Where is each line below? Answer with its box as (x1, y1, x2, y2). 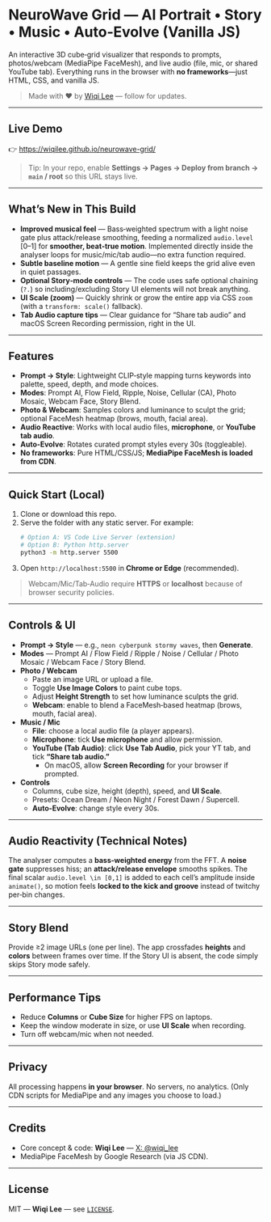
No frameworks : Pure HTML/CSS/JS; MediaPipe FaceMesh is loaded (19, 448, 253, 458)
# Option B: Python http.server (19, 541, 129, 549)
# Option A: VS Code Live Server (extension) (19, 534, 176, 542)
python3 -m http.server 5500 (19, 548, 119, 556)
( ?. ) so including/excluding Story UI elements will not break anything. (19, 284, 251, 294)
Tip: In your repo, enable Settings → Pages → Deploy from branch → (27, 163, 259, 172)
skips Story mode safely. (8, 960, 90, 970)
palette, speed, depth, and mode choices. (19, 379, 159, 389)
